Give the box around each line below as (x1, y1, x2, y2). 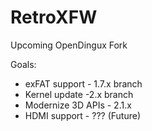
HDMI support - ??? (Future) (24, 109, 141, 121)
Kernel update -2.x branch (24, 88, 134, 100)
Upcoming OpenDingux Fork (10, 39, 128, 51)
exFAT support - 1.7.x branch (24, 77, 143, 90)
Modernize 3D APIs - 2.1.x (24, 99, 132, 111)
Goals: (10, 58, 37, 70)
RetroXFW (10, 6, 98, 29)
